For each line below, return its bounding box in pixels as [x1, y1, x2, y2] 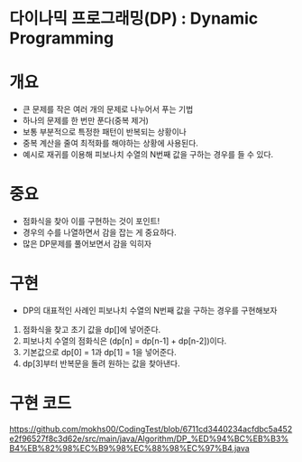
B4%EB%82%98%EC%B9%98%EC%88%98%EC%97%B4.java [9, 442, 250, 453]
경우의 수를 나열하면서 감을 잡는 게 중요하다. [22, 227, 178, 238]
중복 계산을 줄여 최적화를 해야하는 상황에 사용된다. [22, 137, 198, 149]
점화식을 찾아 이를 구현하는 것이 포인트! [22, 216, 160, 227]
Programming [9, 28, 114, 49]
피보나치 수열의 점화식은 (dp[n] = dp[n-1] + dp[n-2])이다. [22, 335, 227, 346]
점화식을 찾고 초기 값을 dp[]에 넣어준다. [22, 325, 161, 335]
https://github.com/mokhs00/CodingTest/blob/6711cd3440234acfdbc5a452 [9, 423, 293, 434]
